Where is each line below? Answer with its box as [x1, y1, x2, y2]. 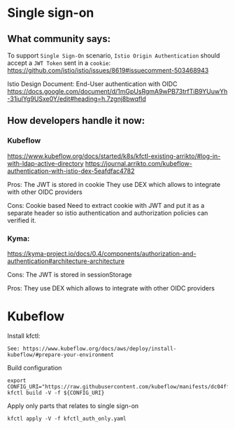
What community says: [7, 33, 111, 45]
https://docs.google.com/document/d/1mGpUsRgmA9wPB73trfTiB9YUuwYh [7, 87, 228, 95]
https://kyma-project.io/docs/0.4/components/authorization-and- [7, 249, 197, 258]
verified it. [7, 216, 36, 225]
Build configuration [7, 363, 62, 372]
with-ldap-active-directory [7, 159, 84, 167]
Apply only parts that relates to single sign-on [7, 401, 139, 410]
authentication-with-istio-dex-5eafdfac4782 [7, 167, 135, 175]
